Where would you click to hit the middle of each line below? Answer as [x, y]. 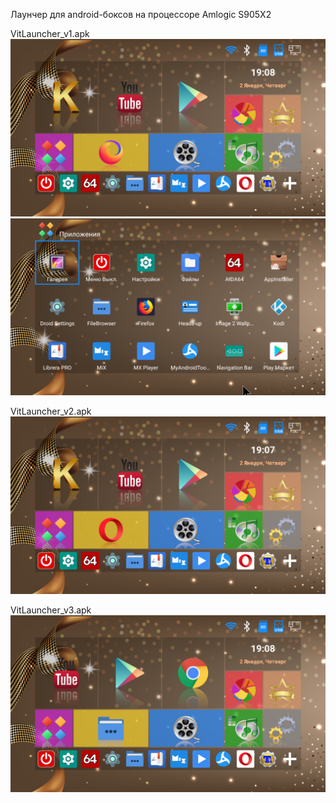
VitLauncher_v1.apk [50, 33]
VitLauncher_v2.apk [51, 411]
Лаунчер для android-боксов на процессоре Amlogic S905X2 [141, 14]
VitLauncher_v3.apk [51, 610]
